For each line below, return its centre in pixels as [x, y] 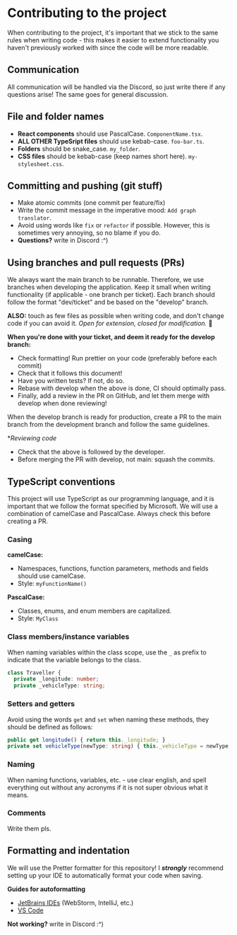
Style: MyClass [38, 618]
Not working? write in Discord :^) [56, 924]
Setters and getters [41, 704]
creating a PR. [28, 521]
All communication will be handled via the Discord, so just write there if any [116, 87]
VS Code [30, 910]
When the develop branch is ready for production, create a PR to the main [115, 417]
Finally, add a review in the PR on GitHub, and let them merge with [114, 396]
